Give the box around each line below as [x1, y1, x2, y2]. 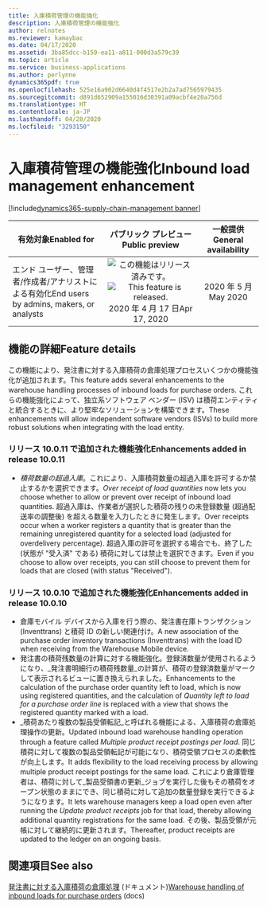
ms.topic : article [8, 57, 69, 65]
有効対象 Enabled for [17, 233, 95, 245]
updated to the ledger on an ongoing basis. [19, 834, 161, 844]
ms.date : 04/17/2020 [8, 41, 77, 49]
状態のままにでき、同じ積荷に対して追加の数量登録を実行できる [40, 787, 249, 796]
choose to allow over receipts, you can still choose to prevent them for [19, 557, 251, 566]
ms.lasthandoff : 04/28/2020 [8, 115, 102, 123]
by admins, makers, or [12, 298, 95, 309]
